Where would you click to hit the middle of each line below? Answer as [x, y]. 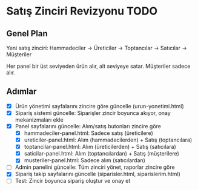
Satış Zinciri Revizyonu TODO [82, 11]
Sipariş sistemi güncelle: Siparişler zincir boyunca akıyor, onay [93, 113]
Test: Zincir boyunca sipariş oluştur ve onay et [73, 181]
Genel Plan [27, 34]
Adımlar [21, 92]
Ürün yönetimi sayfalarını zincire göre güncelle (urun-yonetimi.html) [100, 106]
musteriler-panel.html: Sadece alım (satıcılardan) [84, 160]
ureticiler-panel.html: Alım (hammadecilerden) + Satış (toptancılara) [108, 140]
